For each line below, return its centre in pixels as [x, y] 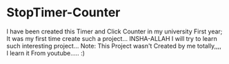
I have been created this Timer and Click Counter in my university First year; [114, 31]
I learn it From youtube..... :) [46, 53]
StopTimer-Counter [63, 13]
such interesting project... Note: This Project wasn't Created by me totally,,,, [114, 46]
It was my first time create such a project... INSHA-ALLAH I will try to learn [112, 38]
